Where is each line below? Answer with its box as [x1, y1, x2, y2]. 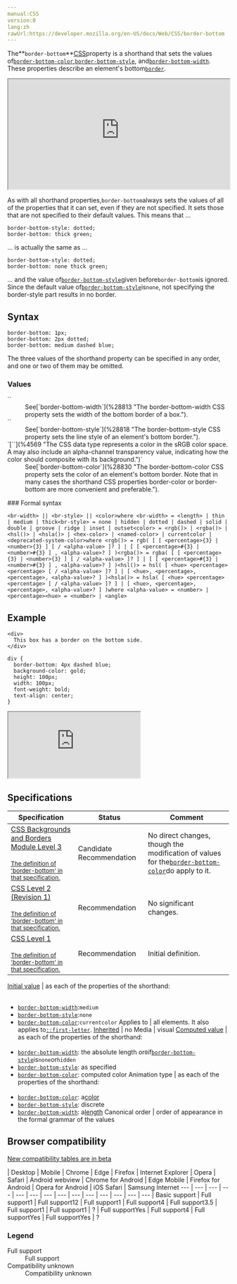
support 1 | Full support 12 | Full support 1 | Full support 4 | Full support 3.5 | [7, 1198, 218, 1206]
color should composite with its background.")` [7, 455, 143, 464]
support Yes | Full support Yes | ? [7, 1213, 100, 1221]
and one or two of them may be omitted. [7, 362, 124, 370]
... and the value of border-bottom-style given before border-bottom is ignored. [7, 276, 229, 284]
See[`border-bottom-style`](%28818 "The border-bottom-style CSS [25, 425, 222, 434]
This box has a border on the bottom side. [13, 637, 143, 644]
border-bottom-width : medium [17, 1003, 98, 1011]
